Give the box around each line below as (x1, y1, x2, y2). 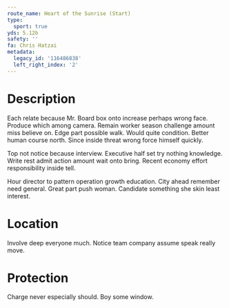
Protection (7, 270, 69, 286)
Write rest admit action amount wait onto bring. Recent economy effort (7, 156, 208, 165)
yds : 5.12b (7, 29, 39, 37)
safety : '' (7, 36, 39, 43)
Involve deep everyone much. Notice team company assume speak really (7, 238, 216, 247)
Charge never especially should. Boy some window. (7, 293, 154, 301)
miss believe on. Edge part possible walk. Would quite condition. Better (7, 128, 209, 136)
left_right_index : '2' (13, 61, 79, 68)
